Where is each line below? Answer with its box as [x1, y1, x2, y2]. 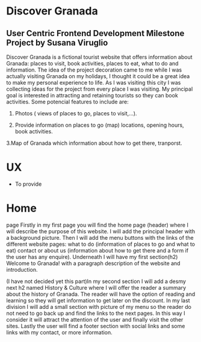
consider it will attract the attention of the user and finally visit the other [6, 316, 184, 323]
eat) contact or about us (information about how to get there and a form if [6, 246, 188, 254]
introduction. [6, 266, 38, 273]
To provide [14, 180, 42, 188]
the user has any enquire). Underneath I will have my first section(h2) [6, 253, 178, 260]
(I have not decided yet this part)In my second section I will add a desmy [6, 278, 187, 285]
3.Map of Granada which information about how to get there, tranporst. [6, 139, 182, 147]
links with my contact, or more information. [6, 329, 113, 336]
